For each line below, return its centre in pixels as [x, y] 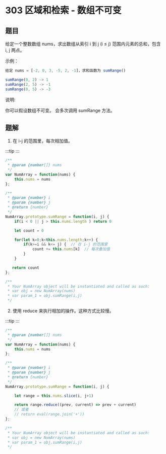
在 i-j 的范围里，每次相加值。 [42, 141]
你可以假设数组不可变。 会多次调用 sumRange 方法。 [60, 110]
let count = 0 [29, 231]
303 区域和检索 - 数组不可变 [64, 10]
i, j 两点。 [15, 50]
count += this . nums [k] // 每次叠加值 [71, 249]
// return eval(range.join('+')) [49, 414]
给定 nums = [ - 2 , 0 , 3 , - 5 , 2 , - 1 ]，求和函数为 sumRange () [66, 71]
